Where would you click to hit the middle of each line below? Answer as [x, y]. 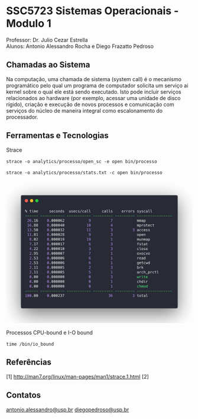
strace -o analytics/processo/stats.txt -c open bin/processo [84, 172]
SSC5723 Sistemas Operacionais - [92, 11]
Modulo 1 [29, 23]
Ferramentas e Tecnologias [58, 135]
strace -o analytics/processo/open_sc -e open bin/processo [82, 161]
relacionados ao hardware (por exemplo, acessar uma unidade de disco [93, 98]
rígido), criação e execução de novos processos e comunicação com [90, 104]
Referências [29, 362]
